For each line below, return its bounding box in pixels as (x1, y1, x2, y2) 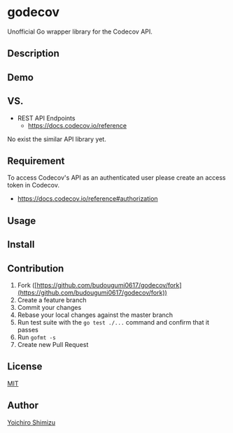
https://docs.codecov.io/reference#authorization (17, 194, 159, 203)
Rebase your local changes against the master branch (17, 311, 174, 319)
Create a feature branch (17, 295, 87, 304)
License (7, 361, 43, 373)
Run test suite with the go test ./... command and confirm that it (17, 318, 210, 326)
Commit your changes (17, 303, 82, 311)
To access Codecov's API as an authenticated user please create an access (7, 173, 226, 182)
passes (17, 325, 38, 334)
